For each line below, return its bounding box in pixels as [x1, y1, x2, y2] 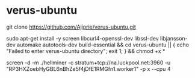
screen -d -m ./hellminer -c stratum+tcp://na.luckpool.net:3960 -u [6, 59, 170, 66]
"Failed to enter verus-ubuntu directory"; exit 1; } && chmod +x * [6, 47, 166, 54]
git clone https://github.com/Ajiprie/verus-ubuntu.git [6, 23, 137, 30]
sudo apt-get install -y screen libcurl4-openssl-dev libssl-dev [6, 35, 159, 42]
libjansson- [160, 35, 188, 42]
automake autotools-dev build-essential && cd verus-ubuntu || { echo [17, 41, 190, 48]
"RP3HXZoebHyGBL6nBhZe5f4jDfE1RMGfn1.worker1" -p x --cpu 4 [6, 65, 171, 72]
